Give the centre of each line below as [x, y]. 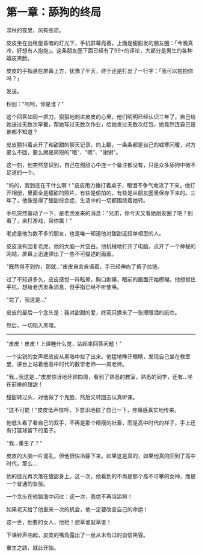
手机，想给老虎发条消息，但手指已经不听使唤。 [64, 287]
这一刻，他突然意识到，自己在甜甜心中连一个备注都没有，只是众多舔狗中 [96, 165]
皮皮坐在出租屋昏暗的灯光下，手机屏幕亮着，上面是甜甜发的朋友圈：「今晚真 [100, 43]
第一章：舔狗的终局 [54, 12]
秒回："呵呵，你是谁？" [35, 104]
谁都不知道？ [22, 132]
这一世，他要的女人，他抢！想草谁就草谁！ [59, 522]
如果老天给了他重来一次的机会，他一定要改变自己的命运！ [77, 509]
